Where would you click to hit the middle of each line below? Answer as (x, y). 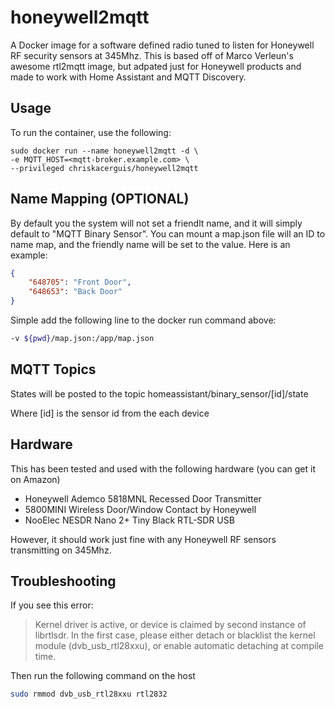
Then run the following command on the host (103, 676)
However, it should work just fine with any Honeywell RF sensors (143, 539)
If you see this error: (52, 605)
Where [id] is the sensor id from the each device (110, 413)
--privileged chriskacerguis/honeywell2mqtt (104, 168)
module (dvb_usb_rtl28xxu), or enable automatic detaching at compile (179, 646)
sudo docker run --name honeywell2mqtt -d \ (104, 151)
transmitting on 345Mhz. (61, 550)
